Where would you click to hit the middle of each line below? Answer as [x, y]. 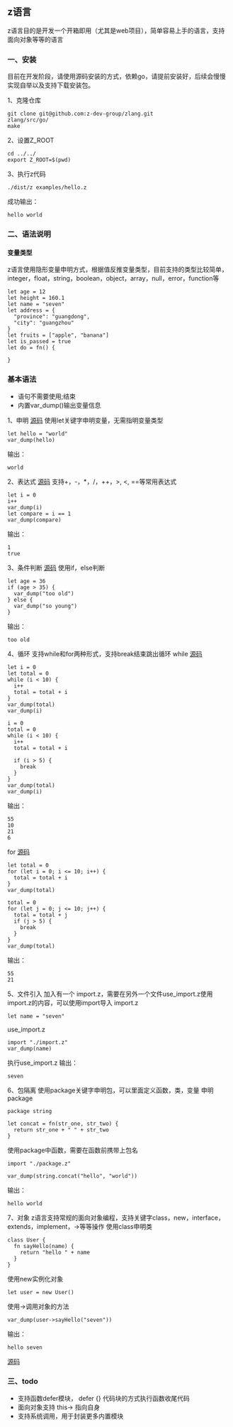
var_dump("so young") [46, 606]
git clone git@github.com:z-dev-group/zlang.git [80, 114]
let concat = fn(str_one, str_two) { [63, 1124]
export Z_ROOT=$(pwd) [39, 160]
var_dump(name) [30, 1048]
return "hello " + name [55, 1252]
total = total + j [41, 915]
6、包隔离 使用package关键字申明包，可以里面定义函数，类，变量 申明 [110, 1090]
